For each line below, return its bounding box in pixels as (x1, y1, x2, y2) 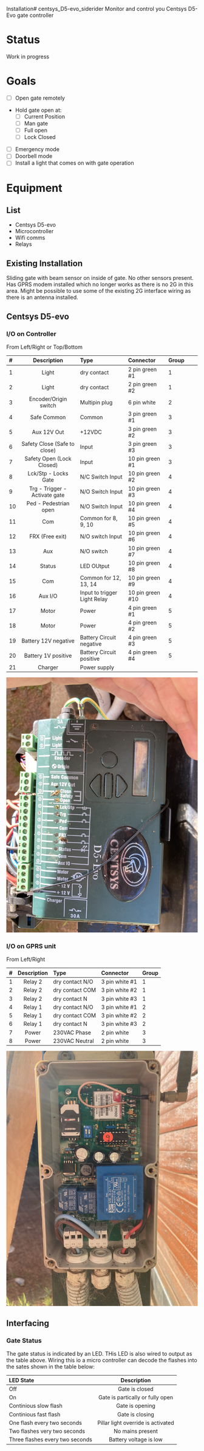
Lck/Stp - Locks (27, 470, 69, 477)
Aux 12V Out (32, 428, 64, 436)
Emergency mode (15, 146, 59, 153)
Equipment (6, 181, 63, 195)
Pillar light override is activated (97, 1419, 174, 1426)
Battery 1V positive (24, 652, 72, 659)
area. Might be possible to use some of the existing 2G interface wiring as (6, 287, 191, 295)
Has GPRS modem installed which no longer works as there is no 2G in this (6, 281, 194, 288)
